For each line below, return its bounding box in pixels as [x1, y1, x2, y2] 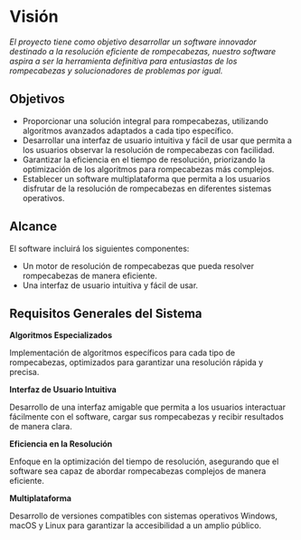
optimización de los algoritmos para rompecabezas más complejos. [22, 163, 275, 174]
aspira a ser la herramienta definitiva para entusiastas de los [9, 55, 238, 66]
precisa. [9, 367, 40, 378]
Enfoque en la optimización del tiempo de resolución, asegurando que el [9, 456, 279, 468]
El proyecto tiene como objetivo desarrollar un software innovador [9, 36, 257, 47]
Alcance [9, 219, 58, 235]
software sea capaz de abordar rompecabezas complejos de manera [9, 466, 267, 477]
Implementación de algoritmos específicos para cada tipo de [9, 347, 236, 359]
